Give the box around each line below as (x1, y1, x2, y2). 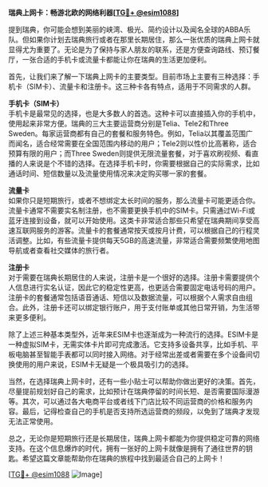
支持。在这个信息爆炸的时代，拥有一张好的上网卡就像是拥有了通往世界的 (8, 444, 246, 453)
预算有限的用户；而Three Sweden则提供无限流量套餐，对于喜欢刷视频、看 (8, 149, 252, 158)
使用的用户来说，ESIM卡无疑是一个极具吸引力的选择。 (14, 360, 193, 369)
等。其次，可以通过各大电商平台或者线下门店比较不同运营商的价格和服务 (8, 397, 246, 406)
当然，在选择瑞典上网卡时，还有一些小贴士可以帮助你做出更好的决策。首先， (8, 377, 260, 386)
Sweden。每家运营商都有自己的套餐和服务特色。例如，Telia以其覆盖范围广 (8, 129, 254, 138)
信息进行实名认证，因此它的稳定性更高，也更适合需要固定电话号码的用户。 (14, 283, 260, 292)
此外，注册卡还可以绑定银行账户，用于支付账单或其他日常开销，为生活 (22, 303, 253, 312)
